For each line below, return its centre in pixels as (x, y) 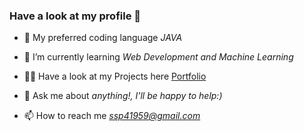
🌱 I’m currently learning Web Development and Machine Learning (158, 57)
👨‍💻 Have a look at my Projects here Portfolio (115, 76)
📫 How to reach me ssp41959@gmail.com (112, 116)
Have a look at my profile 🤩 (75, 16)
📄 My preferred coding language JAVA (103, 38)
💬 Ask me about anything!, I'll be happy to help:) (123, 96)
